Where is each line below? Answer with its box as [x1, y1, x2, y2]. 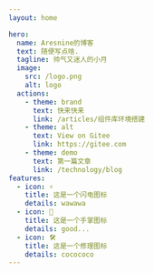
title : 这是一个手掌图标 [24, 216, 108, 225]
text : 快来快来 [32, 106, 85, 115]
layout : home [8, 13, 58, 23]
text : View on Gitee [32, 131, 111, 141]
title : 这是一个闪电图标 [24, 190, 108, 200]
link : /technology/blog [32, 165, 123, 174]
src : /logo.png [24, 72, 82, 82]
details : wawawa [24, 199, 87, 208]
